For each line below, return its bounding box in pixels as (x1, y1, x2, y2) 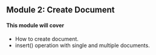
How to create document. (15, 35, 79, 42)
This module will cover (6, 21, 65, 29)
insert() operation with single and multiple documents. (15, 42, 150, 49)
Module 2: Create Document (6, 5, 115, 15)
